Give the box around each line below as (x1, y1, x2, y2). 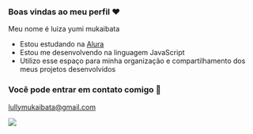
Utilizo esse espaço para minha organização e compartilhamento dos (19, 56, 246, 65)
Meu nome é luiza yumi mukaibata (8, 24, 120, 34)
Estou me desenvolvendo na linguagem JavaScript (19, 48, 185, 58)
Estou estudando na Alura (19, 39, 104, 49)
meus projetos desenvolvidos (19, 65, 116, 74)
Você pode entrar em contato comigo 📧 (8, 84, 161, 95)
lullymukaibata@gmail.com (8, 102, 96, 112)
